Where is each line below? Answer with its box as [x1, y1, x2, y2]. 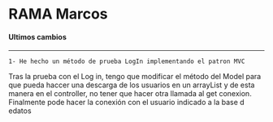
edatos [8, 106, 32, 116]
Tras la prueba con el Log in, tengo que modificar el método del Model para [8, 72, 262, 82]
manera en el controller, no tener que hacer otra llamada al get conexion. [8, 89, 252, 99]
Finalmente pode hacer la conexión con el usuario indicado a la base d [8, 98, 245, 107]
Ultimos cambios [8, 32, 67, 41]
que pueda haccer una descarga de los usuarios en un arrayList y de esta [8, 80, 255, 90]
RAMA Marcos [8, 5, 108, 23]
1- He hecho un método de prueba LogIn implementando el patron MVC [8, 57, 245, 65]
